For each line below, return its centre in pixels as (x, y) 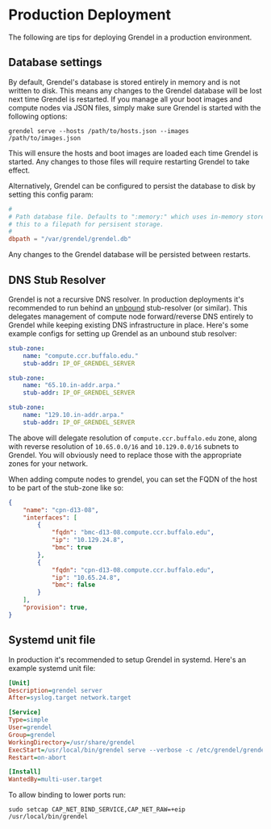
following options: (38, 116)
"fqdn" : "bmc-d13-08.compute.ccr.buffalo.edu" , (133, 533)
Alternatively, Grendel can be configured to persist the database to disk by (132, 185)
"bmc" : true (71, 548)
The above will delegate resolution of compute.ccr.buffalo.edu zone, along (133, 438)
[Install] (25, 772)
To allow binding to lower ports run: (67, 795)
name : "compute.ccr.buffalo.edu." (81, 356)
